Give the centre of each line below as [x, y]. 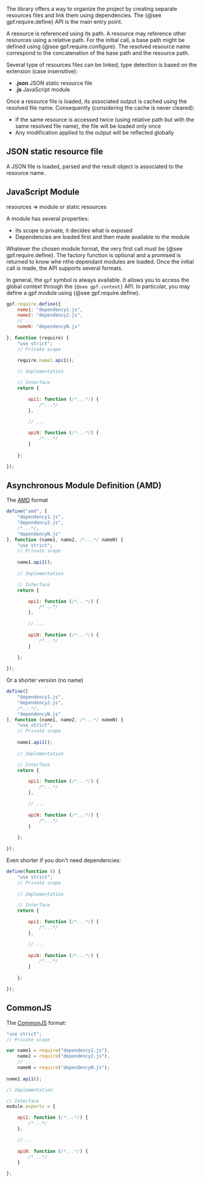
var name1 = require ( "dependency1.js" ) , [58, 1050]
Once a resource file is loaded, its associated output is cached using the [97, 101]
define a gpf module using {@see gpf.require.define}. [73, 292]
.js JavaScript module [43, 90]
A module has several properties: [48, 218]
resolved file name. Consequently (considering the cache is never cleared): [101, 108]
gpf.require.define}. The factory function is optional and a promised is [94, 255]
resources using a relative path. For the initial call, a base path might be [96, 40]
